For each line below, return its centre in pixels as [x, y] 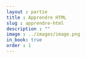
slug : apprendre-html [35, 23]
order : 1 [19, 46]
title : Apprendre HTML [37, 18]
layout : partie [27, 12]
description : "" [28, 29]
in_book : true [24, 40]
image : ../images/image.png [43, 34]
